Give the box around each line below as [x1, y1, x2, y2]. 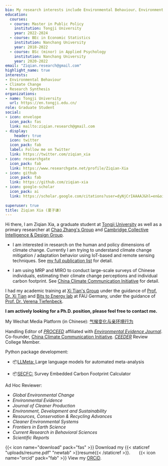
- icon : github [5, 170, 37, 175]
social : [5, 110, 21, 115]
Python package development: [5, 349, 68, 355]
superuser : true [5, 203, 39, 208]
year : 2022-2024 [14, 31, 48, 36]
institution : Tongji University [14, 26, 81, 31]
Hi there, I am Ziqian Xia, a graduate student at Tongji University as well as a [5, 221, 162, 227]
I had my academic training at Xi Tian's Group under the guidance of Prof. [5, 288, 157, 294]
